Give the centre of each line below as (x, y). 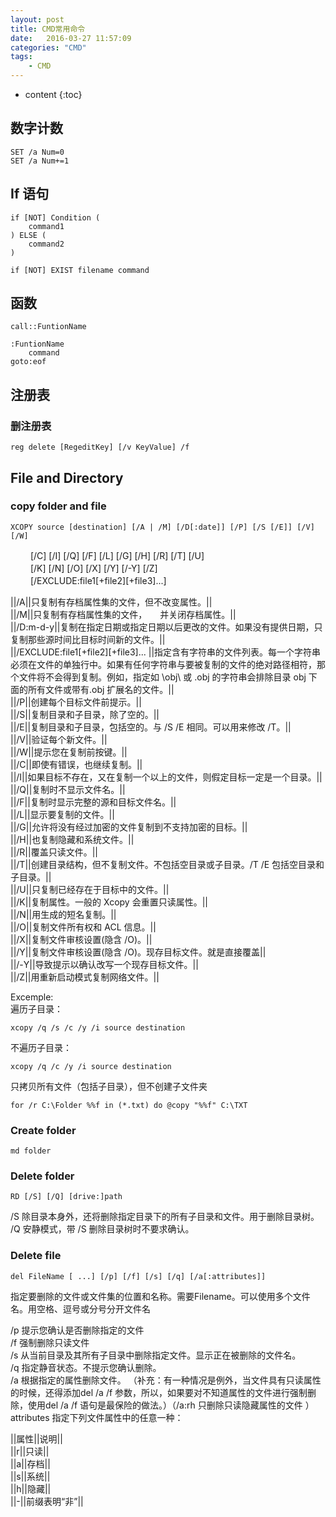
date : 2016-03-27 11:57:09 (71, 38)
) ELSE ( (28, 235)
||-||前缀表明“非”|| (47, 1501)
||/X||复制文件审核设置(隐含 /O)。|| (81, 939)
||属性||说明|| (36, 1438)
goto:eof (28, 362)
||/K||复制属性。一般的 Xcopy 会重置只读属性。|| (109, 902)
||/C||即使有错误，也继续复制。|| (76, 764)
